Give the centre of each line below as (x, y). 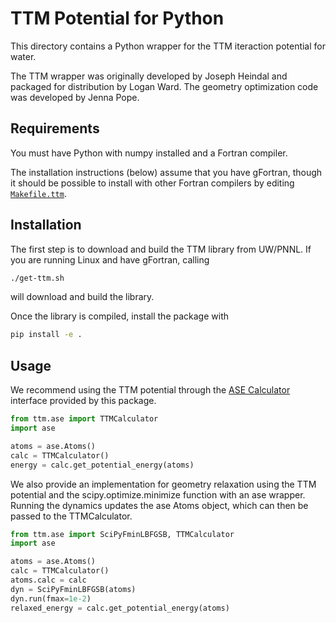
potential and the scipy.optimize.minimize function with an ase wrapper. (158, 494)
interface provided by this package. (83, 401)
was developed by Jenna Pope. (75, 97)
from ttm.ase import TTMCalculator (84, 419)
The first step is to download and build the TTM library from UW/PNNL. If (161, 249)
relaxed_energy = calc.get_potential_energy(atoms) (120, 608)
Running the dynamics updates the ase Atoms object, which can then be (159, 505)
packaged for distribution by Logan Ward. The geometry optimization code (164, 86)
